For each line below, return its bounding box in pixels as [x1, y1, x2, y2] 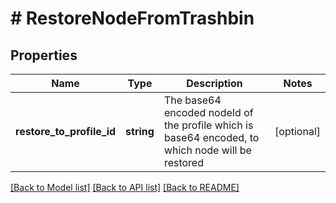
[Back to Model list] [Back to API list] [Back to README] [10, 182, 240, 193]
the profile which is [163, 118, 254, 132]
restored [163, 156, 204, 169]
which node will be [163, 143, 252, 157]
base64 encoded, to [163, 131, 260, 144]
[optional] [274, 125, 321, 138]
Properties [10, 47, 78, 64]
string [125, 125, 155, 138]
